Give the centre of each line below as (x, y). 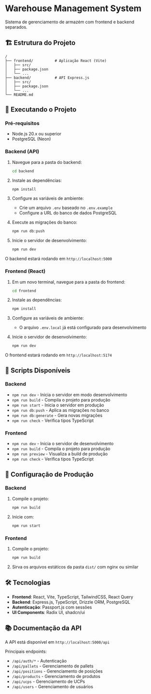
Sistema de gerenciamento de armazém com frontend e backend (69, 22)
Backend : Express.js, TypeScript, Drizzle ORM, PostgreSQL (71, 602)
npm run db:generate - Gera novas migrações (57, 415)
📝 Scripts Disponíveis (38, 370)
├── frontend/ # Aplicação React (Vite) (56, 61)
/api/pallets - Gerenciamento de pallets (53, 666)
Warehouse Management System (73, 8)
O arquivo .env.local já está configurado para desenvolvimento (83, 327)
